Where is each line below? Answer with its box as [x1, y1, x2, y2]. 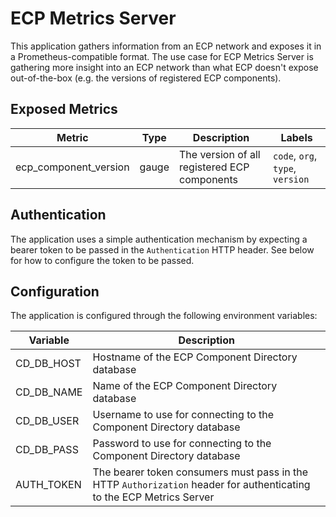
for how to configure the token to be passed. [10, 254, 195, 266]
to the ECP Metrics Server [92, 490, 215, 504]
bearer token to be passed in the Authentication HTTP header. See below [10, 243, 315, 256]
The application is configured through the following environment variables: [10, 310, 318, 322]
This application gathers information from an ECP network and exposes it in [10, 40, 322, 52]
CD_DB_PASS [15, 443, 79, 457]
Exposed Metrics [10, 101, 118, 118]
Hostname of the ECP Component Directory [92, 350, 298, 364]
